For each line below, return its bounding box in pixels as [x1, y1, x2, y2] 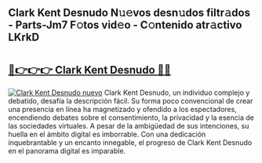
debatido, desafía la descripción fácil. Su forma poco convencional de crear [8, 96, 253, 105]
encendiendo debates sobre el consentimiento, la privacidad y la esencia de [8, 113, 255, 122]
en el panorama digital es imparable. [8, 147, 126, 155]
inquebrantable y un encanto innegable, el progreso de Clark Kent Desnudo [8, 138, 253, 147]
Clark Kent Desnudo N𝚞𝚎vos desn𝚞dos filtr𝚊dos [8, 6, 251, 20]
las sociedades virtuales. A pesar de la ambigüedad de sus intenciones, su [8, 121, 249, 130]
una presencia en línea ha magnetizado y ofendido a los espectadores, [8, 105, 237, 114]
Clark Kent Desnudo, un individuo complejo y [104, 88, 250, 97]
